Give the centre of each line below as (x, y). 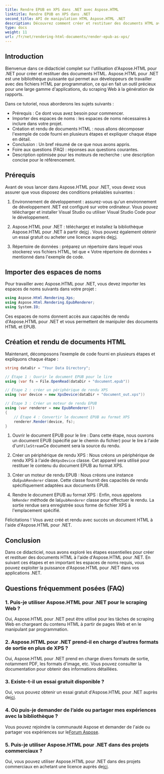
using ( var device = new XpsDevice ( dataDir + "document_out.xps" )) (75, 395)
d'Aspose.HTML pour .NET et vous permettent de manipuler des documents (82, 321)
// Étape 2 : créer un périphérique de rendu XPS (57, 390)
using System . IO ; (23, 307)
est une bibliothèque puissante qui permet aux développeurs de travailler (79, 79)
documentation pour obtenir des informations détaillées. (61, 669)
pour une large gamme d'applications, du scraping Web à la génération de (80, 89)
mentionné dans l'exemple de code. (48, 257)
